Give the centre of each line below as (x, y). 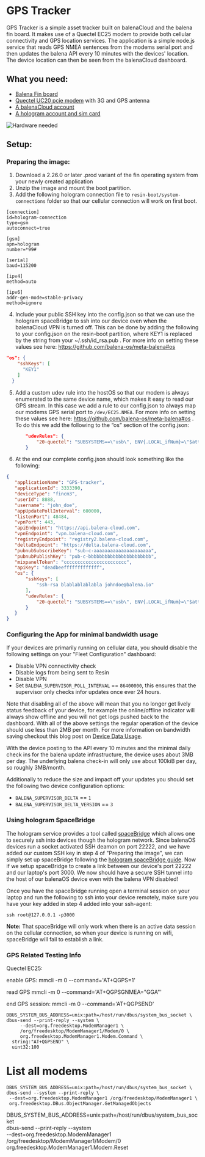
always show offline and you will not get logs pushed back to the (88, 717)
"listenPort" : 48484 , (42, 517)
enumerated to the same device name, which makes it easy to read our (104, 399)
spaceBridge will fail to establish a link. (55, 939)
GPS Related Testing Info (44, 955)
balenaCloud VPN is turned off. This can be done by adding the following (107, 327)
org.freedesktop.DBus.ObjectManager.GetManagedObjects (80, 1104)
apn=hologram (23, 244)
